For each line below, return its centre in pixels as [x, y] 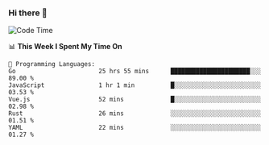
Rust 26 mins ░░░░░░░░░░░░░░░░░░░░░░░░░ [135, 114]
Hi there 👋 [28, 13]
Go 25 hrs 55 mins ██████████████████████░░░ [135, 72]
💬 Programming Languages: [52, 64]
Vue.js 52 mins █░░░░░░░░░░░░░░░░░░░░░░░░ [135, 100]
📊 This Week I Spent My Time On [65, 47]
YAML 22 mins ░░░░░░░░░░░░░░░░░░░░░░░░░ [135, 128]
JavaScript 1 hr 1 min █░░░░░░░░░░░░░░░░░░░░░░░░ [135, 85]
